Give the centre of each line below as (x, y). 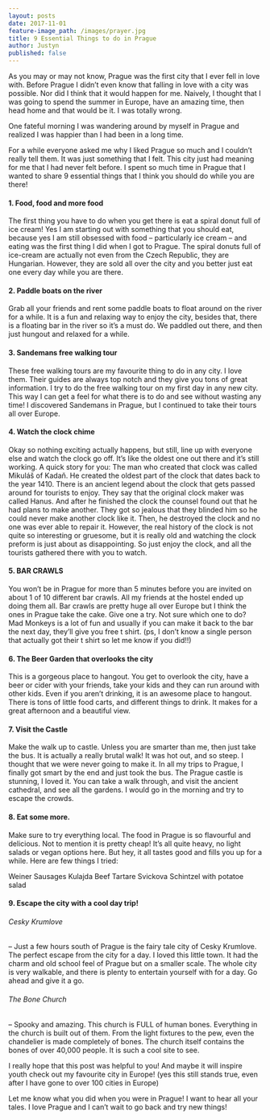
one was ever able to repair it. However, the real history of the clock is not (131, 527)
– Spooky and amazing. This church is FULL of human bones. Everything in (133, 1024)
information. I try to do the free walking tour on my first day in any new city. (133, 388)
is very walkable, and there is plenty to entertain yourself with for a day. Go (133, 973)
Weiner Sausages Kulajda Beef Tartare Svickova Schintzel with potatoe (126, 876)
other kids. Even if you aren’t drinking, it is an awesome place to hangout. (130, 694)
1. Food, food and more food (56, 203)
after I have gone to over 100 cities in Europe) (84, 1083)
